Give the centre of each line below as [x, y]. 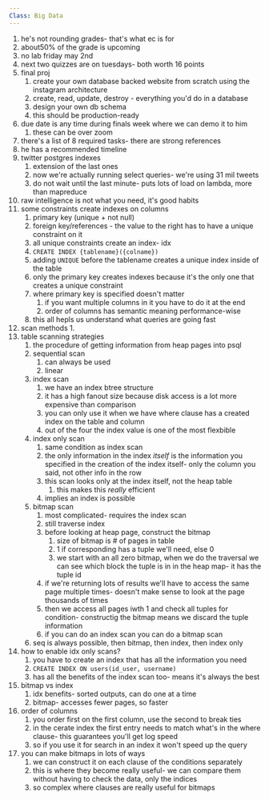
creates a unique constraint [78, 285]
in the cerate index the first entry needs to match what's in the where [147, 728]
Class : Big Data [36, 16]
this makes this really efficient [106, 489]
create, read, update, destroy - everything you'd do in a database [141, 98]
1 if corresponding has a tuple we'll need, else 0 [135, 549]
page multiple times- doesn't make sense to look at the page [145, 591]
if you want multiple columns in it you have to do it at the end [145, 302]
